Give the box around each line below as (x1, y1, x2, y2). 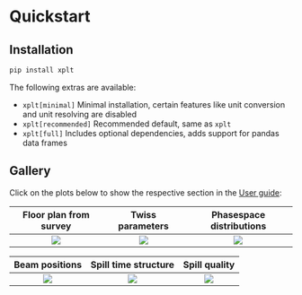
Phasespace (210, 208, 266, 221)
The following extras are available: (9, 82, 137, 92)
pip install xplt (9, 65, 75, 74)
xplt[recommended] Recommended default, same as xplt (22, 118, 232, 129)
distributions (209, 220, 267, 232)
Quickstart (9, 6, 92, 27)
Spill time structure (90, 258, 175, 271)
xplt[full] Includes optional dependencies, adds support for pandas (22, 127, 280, 138)
